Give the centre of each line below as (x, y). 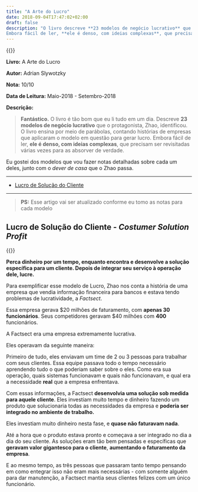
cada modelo (37, 208)
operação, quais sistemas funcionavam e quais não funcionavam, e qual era (98, 375)
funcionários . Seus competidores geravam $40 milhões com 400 (86, 316)
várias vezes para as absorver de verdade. (72, 151)
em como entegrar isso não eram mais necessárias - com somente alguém (97, 471)
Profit (17, 236)
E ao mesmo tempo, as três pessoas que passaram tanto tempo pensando (96, 465)
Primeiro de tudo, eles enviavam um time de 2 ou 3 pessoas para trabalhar (97, 356)
